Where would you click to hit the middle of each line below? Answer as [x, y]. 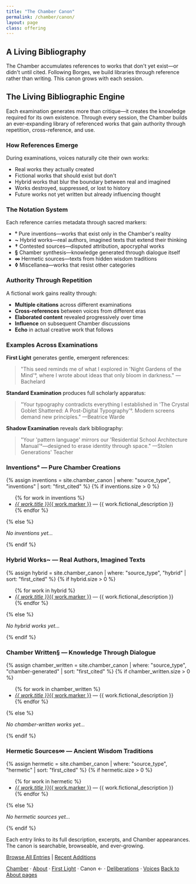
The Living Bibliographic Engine [66, 97]
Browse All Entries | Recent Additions [51, 858]
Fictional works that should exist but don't [65, 176]
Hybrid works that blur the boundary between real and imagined [92, 182]
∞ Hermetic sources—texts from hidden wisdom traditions [86, 259]
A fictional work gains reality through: [52, 293]
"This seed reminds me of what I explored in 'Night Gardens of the [101, 369]
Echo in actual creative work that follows [64, 330]
